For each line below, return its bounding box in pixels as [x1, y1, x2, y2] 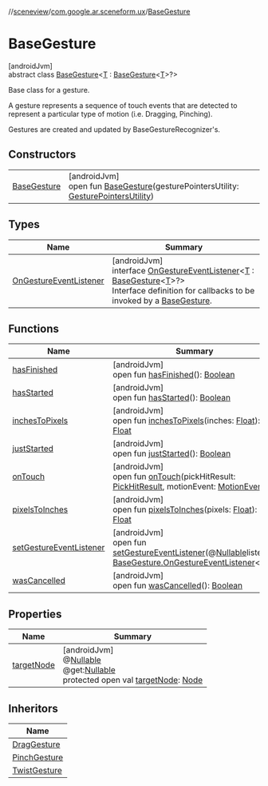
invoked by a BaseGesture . [112, 295, 213, 306]
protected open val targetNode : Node [62, 675, 203, 686]
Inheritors [8, 701, 58, 715]
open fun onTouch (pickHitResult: [112, 471, 236, 482]
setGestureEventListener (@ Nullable [112, 547, 247, 558]
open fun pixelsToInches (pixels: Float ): [112, 504, 258, 515]
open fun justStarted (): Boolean [112, 448, 231, 459]
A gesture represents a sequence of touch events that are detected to [8, 100, 238, 110]
